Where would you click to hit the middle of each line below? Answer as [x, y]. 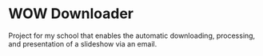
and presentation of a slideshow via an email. [83, 43]
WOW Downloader [71, 14]
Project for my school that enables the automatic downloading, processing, [132, 35]
